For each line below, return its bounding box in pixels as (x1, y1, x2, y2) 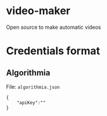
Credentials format (6, 44, 101, 58)
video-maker (6, 4, 71, 18)
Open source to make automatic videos (6, 24, 102, 31)
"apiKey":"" (16, 100, 46, 105)
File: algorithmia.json (6, 83, 60, 90)
